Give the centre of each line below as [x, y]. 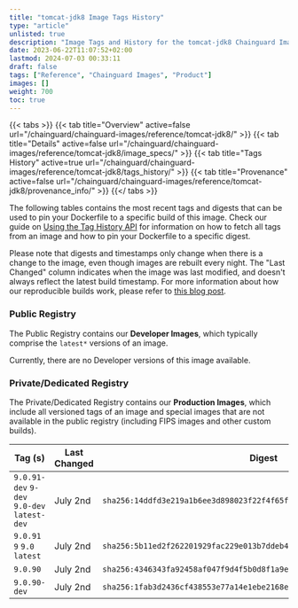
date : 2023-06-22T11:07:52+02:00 [71, 51]
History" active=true [46, 163]
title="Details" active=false [58, 144]
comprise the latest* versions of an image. [89, 343]
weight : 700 [31, 91]
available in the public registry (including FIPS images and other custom [140, 421]
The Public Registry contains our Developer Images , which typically [134, 333]
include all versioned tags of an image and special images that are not [137, 411]
